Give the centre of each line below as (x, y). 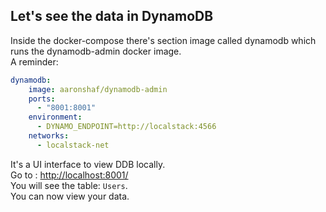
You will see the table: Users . (69, 185)
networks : (49, 136)
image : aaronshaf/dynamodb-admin (98, 89)
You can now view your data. (70, 196)
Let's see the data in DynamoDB (112, 16)
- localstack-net (73, 145)
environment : (55, 117)
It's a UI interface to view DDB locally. (88, 164)
